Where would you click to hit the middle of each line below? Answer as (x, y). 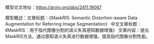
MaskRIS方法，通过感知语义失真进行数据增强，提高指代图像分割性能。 (78, 36)
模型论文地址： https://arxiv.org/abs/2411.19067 (53, 7)
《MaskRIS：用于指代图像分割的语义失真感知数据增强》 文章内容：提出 (77, 30)
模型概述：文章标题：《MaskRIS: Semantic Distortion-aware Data (71, 18)
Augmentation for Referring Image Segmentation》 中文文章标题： (73, 24)
